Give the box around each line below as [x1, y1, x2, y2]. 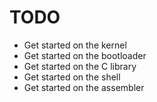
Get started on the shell [23, 71, 121, 83]
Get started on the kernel [23, 39, 127, 51]
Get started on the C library [23, 60, 137, 72]
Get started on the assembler [23, 81, 145, 93]
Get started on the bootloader [23, 49, 147, 61]
